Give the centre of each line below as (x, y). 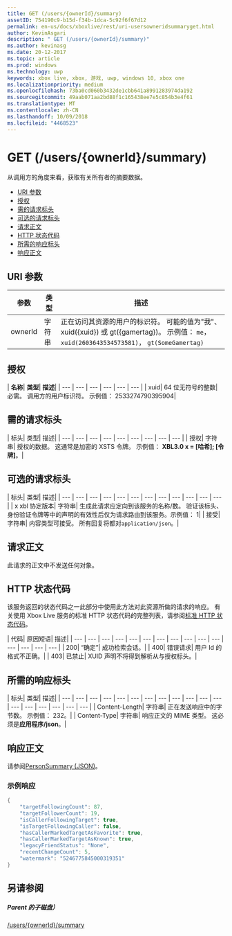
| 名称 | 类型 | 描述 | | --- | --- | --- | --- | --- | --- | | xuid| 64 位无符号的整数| (113, 387)
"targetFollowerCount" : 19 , (60, 813)
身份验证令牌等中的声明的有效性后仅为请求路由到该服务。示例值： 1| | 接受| (114, 514)
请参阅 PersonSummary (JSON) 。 (54, 766)
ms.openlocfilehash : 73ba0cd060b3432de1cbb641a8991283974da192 (100, 91)
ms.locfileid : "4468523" (43, 123)
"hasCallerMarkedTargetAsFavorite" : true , (81, 833)
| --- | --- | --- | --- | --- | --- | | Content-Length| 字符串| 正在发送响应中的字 (115, 707)
